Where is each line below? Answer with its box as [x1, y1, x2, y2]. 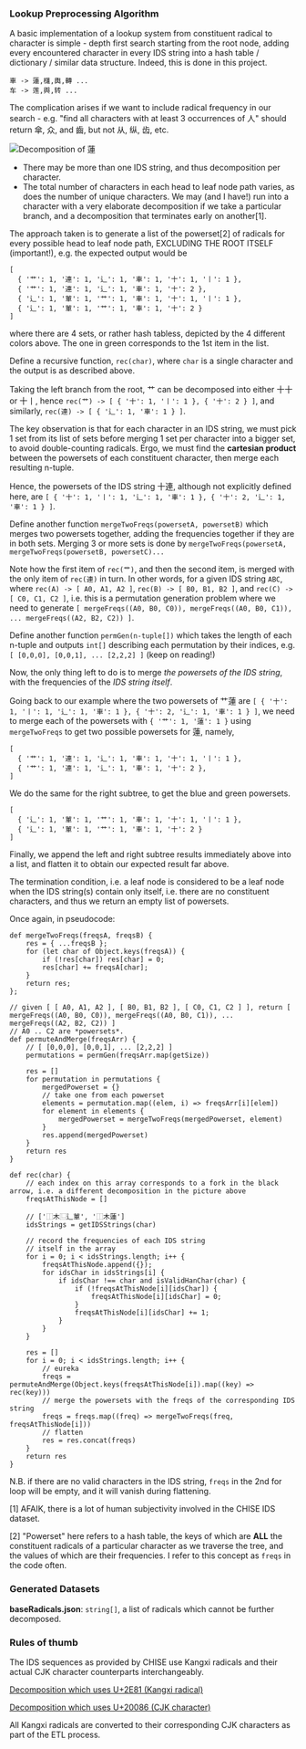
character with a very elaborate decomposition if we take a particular [22, 201, 282, 212]
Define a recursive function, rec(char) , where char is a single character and [9, 355, 294, 367]
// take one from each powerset [42, 1091, 166, 1100]
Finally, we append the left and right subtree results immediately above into [9, 849, 291, 860]
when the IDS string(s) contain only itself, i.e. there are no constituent [9, 886, 270, 897]
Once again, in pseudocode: [9, 914, 116, 925]
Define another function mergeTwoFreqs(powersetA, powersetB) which [9, 518, 269, 529]
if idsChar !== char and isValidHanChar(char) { [57, 1276, 247, 1285]
